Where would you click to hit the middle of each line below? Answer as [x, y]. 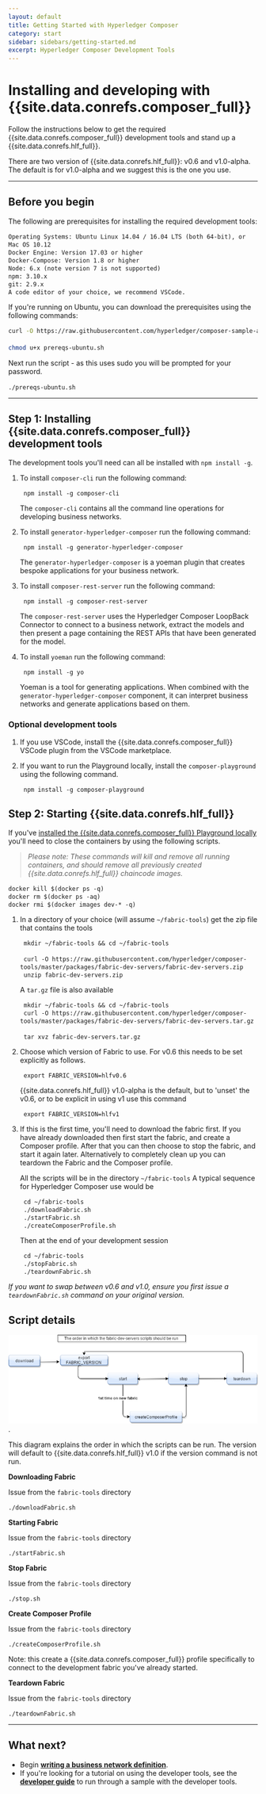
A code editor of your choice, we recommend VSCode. [97, 292]
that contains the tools [56, 928]
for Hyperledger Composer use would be [87, 1187]
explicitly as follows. [53, 1060]
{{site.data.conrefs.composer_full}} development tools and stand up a [122, 138]
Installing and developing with [109, 90]
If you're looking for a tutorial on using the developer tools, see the [128, 1773]
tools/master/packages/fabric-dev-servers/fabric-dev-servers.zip [131, 967]
